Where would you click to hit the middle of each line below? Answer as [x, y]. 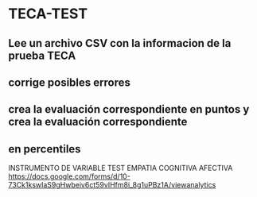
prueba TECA [42, 55]
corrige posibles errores [70, 82]
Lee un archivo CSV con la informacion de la [120, 43]
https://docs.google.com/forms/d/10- [70, 176]
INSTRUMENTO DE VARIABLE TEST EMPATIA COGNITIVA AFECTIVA [121, 168]
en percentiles [45, 149]
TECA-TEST [48, 14]
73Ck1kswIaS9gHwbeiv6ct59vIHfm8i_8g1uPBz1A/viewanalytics [112, 185]
